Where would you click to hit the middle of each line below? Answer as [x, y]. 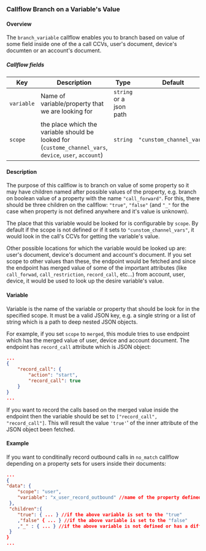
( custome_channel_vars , [74, 147]
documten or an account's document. [54, 50]
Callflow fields [25, 64]
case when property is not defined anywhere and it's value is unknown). [97, 211]
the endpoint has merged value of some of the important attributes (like [97, 268]
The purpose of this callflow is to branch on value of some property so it [98, 186]
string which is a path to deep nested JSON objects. [72, 322]
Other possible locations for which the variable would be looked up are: [97, 248]
